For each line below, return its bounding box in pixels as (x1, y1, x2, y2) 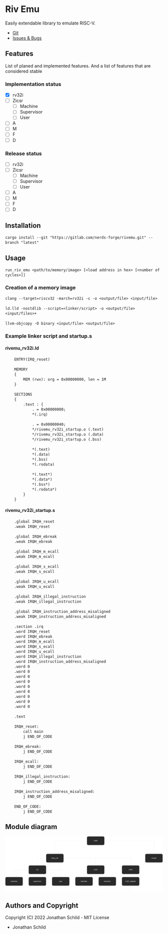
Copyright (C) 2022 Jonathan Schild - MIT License (5, 914, 109, 920)
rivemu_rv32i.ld (5, 345, 39, 351)
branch (5, 240, 19, 245)
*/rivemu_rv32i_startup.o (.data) (31, 431, 104, 437)
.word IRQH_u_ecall (14, 649, 55, 654)
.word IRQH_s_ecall (14, 644, 55, 649)
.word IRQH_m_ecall (14, 639, 55, 644)
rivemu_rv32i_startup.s (5, 507, 55, 513)
